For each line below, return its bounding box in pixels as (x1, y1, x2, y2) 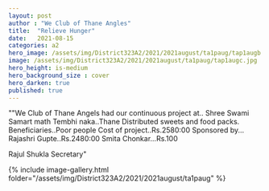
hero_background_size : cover (8, 71, 110, 79)
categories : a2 (8, 42, 60, 50)
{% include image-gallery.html (8, 165, 110, 175)
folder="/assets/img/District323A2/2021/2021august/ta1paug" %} (8, 173, 226, 183)
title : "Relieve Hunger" (8, 26, 95, 35)
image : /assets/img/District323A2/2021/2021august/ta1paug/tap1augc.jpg (8, 57, 258, 65)
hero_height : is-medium (8, 64, 89, 72)
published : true (8, 86, 63, 95)
